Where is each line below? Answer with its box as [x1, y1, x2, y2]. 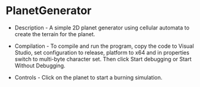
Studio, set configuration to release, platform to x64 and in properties [14, 48, 190, 56]
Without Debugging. [14, 62, 65, 69]
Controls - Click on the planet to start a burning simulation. [14, 74, 163, 81]
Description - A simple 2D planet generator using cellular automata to [14, 24, 190, 31]
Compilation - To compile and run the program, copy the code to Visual [14, 42, 194, 50]
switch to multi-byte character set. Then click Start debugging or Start [14, 55, 192, 62]
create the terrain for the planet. [14, 30, 95, 37]
